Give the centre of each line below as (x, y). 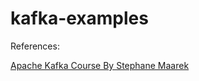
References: (35, 46)
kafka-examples (79, 18)
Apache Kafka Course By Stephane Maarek (100, 65)
